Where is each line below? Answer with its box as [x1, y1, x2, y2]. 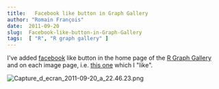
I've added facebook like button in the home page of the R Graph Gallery [7, 54, 212, 62]
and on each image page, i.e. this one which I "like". [7, 61, 153, 69]
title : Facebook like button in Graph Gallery [7, 10, 149, 17]
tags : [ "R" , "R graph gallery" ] [7, 35, 109, 42]
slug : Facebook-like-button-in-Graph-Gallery [7, 29, 142, 36]
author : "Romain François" [7, 16, 84, 23]
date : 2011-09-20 [7, 22, 60, 29]
